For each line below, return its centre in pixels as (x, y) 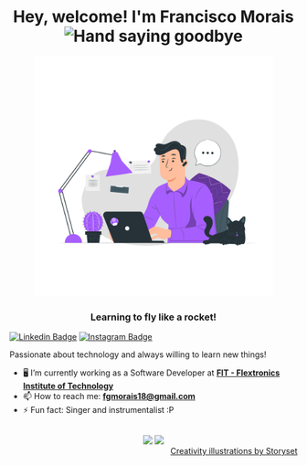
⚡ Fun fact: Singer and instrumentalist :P (98, 410)
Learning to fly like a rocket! (153, 317)
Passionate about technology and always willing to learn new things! (138, 354)
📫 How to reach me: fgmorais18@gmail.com (109, 396)
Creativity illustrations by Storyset (234, 451)
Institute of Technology (68, 386)
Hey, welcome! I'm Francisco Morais (153, 17)
